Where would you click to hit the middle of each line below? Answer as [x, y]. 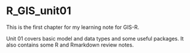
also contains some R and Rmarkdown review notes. [70, 45]
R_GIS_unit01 [39, 11]
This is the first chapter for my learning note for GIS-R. [73, 27]
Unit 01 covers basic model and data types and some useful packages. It [95, 38]
